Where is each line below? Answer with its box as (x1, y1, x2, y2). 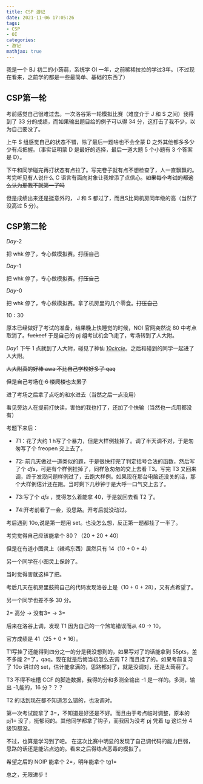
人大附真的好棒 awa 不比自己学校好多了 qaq (6, 365, 116, 373)
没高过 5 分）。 (6, 201, 42, 209)
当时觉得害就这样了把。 (6, 571, 65, 578)
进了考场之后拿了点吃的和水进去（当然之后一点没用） (6, 391, 139, 398)
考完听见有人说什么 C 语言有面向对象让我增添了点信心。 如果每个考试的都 (6, 174, 189, 181)
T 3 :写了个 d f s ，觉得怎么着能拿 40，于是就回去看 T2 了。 (15, 493, 159, 501)
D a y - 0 (6, 287, 22, 294)
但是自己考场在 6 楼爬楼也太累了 (6, 378, 87, 385)
